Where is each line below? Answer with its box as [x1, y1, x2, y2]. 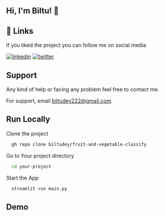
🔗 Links [6, 26, 34, 36]
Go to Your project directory [6, 152, 75, 159]
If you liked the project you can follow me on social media [6, 42, 147, 49]
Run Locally [6, 114, 50, 125]
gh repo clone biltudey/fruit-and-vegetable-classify [11, 141, 147, 148]
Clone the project [6, 130, 48, 137]
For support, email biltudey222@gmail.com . [6, 97, 113, 104]
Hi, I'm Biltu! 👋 [6, 6, 59, 16]
